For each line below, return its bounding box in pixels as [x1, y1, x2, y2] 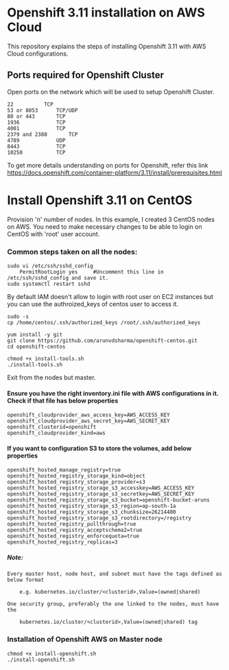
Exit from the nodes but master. [7, 373, 96, 381]
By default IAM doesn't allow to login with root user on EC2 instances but [7, 292, 214, 300]
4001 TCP [7, 125, 67, 132]
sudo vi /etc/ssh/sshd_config [7, 263, 94, 269]
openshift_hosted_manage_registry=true [7, 467, 121, 473]
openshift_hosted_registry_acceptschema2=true [7, 527, 143, 534]
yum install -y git [7, 331, 63, 338]
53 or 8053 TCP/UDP [7, 107, 78, 114]
